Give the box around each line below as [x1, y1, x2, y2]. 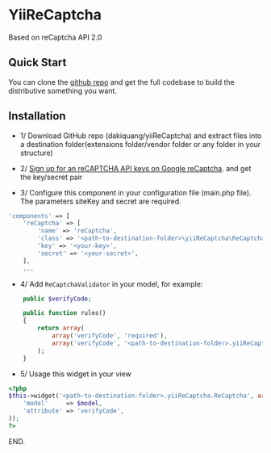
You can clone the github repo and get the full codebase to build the [8, 77, 236, 86]
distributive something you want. [8, 86, 117, 95]
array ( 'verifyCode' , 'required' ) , [51, 332, 168, 340]
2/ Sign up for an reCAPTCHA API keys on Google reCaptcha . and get [19, 163, 252, 173]
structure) [19, 148, 54, 157]
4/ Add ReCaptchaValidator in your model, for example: [19, 279, 203, 288]
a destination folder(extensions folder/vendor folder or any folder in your [19, 139, 261, 149]
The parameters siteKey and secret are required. [19, 196, 181, 206]
